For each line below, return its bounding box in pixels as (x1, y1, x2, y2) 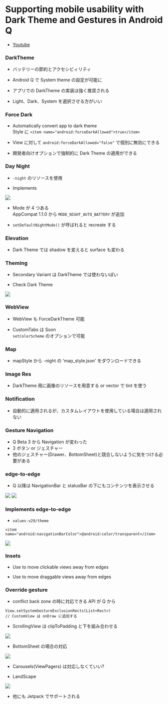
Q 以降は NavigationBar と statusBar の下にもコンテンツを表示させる (12, 483, 154, 489)
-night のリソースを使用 (12, 175, 63, 181)
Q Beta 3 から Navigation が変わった (12, 439, 88, 445)
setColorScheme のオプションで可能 (12, 333, 85, 339)
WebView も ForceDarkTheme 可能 (12, 316, 85, 322)
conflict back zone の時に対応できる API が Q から (12, 598, 116, 604)
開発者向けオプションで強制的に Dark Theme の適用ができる (12, 150, 137, 156)
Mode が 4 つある (12, 205, 49, 211)
